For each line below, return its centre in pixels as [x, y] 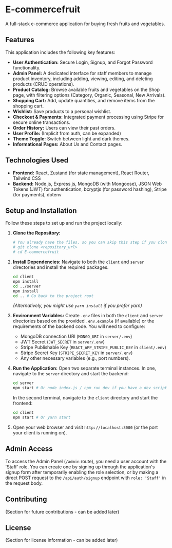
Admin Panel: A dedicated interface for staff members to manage [82, 73]
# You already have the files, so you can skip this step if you [84, 243]
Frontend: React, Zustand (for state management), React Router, [81, 173]
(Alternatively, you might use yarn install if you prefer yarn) [77, 306]
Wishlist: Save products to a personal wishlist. [62, 111]
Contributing [26, 499]
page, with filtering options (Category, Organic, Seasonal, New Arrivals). [89, 95]
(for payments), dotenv [37, 194]
